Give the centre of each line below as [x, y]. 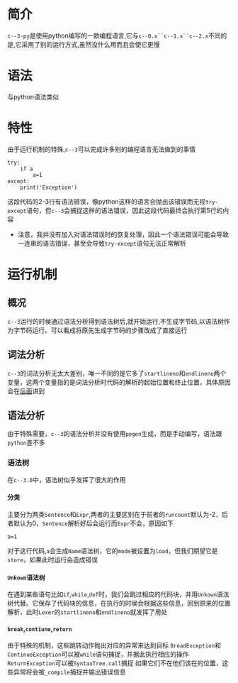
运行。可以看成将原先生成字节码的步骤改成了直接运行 [109, 330]
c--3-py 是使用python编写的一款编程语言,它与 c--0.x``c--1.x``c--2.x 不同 [114, 35]
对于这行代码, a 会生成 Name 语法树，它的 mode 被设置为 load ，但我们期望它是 [113, 550]
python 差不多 [26, 443]
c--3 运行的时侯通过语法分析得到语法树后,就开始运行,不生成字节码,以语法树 [116, 321]
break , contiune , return [40, 628]
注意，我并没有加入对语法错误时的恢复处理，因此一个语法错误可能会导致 [123, 234]
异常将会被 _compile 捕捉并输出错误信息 [69, 672]
